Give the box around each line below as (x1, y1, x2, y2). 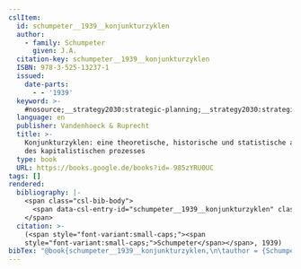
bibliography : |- (16, 188, 82, 197)
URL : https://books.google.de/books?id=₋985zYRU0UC (16, 163, 215, 172)
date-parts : (24, 80, 69, 89)
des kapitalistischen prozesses (24, 146, 146, 155)
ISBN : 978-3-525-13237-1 (16, 64, 110, 73)
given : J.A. (31, 47, 77, 56)
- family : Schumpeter (24, 38, 105, 48)
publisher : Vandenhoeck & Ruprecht (16, 122, 150, 131)
